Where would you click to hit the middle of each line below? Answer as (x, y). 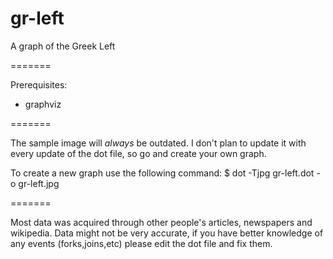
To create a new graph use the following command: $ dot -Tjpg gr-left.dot (162, 173)
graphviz (43, 104)
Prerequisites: (39, 84)
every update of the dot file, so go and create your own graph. (138, 153)
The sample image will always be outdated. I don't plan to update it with (158, 143)
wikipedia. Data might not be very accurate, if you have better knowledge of (167, 233)
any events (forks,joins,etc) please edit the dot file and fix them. (141, 243)
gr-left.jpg (39, 183)
